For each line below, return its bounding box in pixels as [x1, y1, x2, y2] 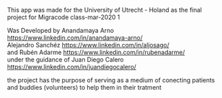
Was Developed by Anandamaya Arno [7, 27, 114, 34]
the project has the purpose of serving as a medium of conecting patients [7, 76, 215, 84]
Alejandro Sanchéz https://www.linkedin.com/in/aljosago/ [7, 41, 170, 49]
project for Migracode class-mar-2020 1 [7, 13, 120, 21]
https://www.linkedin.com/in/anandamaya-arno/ [7, 34, 143, 42]
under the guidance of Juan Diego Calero [7, 56, 125, 64]
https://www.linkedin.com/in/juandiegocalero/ [7, 63, 137, 71]
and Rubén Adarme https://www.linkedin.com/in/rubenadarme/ [7, 48, 185, 56]
